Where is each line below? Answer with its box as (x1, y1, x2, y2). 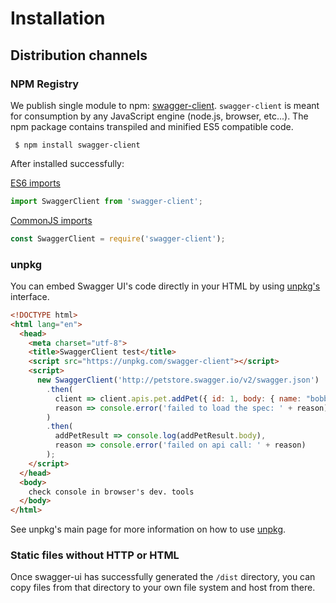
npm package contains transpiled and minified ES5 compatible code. (10, 120, 294, 132)
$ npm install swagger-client (14, 140, 141, 150)
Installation (10, 7, 106, 30)
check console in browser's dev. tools (28, 487, 195, 497)
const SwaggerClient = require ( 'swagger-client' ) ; (10, 233, 226, 244)
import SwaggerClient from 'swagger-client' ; (10, 196, 203, 206)
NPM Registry (10, 77, 80, 91)
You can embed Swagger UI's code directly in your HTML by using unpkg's (10, 280, 321, 292)
